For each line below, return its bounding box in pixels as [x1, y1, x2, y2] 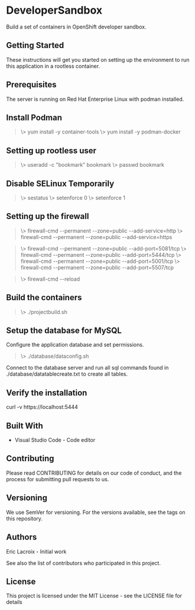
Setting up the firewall [6, 211, 89, 221]
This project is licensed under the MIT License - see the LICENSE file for [6, 592, 182, 599]
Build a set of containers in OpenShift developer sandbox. [6, 23, 147, 30]
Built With [6, 421, 43, 431]
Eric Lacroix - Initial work [6, 548, 67, 555]
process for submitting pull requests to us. [6, 475, 109, 482]
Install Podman [6, 112, 63, 122]
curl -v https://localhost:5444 [6, 404, 79, 411]
